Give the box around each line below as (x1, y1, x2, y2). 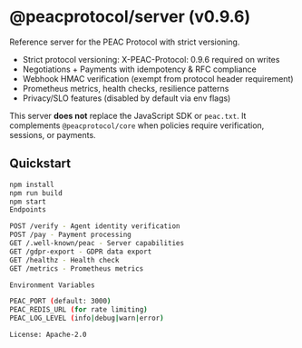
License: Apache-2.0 (9, 330, 88, 339)
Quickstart (9, 156, 72, 172)
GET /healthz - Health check (9, 255, 120, 264)
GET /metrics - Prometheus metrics (9, 263, 144, 273)
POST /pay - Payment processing (9, 230, 132, 240)
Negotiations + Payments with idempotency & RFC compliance (22, 64, 257, 75)
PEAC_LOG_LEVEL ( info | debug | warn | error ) (9, 313, 165, 323)
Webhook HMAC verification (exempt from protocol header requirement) (22, 73, 294, 84)
